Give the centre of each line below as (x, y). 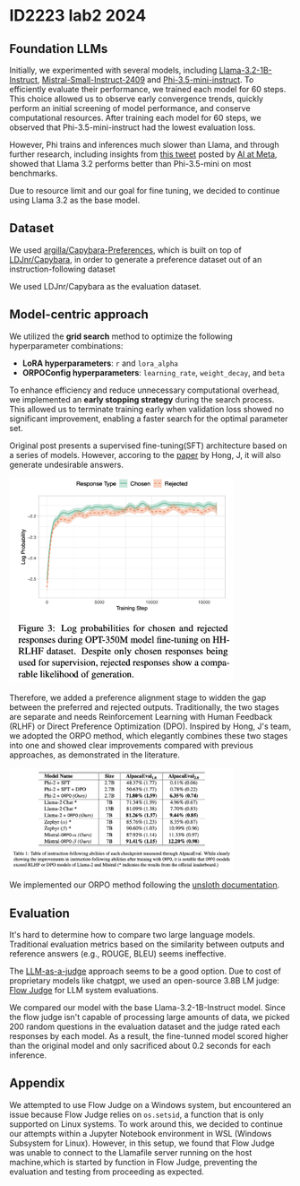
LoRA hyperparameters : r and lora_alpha (100, 363)
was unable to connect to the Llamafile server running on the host (131, 1152)
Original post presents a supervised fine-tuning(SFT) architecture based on (148, 446)
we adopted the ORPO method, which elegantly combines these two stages (149, 735)
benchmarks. (34, 173)
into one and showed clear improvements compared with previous (131, 745)
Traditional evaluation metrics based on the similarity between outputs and (147, 944)
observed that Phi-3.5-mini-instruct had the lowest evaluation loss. (133, 127)
